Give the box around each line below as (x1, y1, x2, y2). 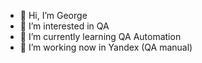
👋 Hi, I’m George (19, 10, 88, 21)
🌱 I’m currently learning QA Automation (19, 31, 182, 42)
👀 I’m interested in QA (19, 20, 110, 32)
